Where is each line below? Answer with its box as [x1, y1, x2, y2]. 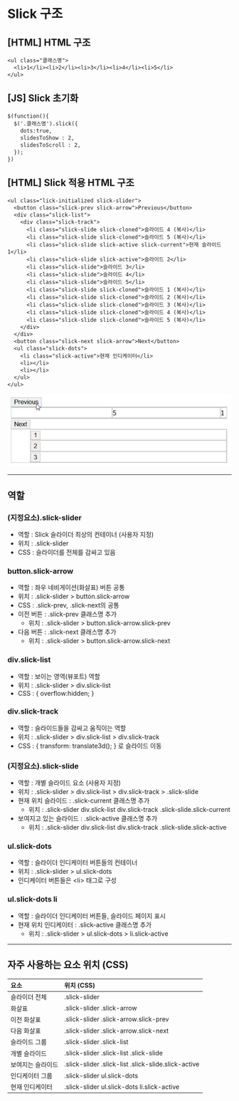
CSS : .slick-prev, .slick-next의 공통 [17, 601, 119, 610]
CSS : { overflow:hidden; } [17, 689, 95, 697]
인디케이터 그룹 [10, 1072, 53, 1080]
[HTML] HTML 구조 [7, 36, 91, 48]
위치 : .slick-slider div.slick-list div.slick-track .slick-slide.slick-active [28, 823, 227, 832]
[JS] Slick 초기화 [7, 93, 79, 105]
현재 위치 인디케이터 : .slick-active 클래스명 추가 [17, 920, 152, 929]
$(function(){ [7, 113, 50, 120]
